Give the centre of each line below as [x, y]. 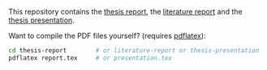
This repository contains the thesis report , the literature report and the [125, 12]
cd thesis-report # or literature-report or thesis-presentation [134, 51]
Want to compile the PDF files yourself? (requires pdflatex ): [107, 36]
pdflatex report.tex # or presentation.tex [90, 58]
